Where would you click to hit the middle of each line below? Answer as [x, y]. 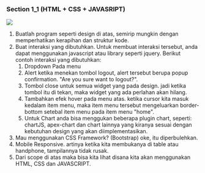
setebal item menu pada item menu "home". [99, 112]
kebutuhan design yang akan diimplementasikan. [86, 131]
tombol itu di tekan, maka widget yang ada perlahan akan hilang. [106, 92]
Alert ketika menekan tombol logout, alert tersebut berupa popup [106, 73]
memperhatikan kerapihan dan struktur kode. [72, 40]
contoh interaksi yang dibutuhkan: [58, 60]
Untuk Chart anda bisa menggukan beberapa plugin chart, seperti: [108, 119]
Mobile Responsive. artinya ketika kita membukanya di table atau [97, 144]
